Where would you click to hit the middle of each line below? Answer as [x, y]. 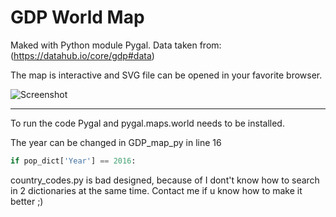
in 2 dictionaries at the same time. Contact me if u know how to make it [156, 190]
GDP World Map [77, 17]
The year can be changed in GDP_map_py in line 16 [116, 142]
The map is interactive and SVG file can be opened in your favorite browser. [166, 75]
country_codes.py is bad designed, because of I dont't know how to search [165, 180]
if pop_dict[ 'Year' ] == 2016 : [73, 161]
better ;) [27, 201]
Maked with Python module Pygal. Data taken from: [116, 45]
